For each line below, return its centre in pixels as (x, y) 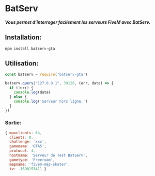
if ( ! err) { (22, 88)
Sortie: (13, 123)
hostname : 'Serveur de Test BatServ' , (49, 156)
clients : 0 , (22, 137)
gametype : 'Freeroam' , (32, 160)
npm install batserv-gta (30, 48)
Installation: (23, 38)
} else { (18, 97)
